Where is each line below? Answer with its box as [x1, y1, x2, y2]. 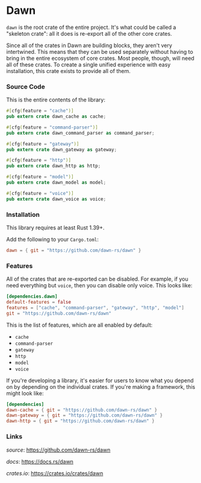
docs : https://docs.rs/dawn [6, 458, 74, 465]
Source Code [6, 82, 45, 91]
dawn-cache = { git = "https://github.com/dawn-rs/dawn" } [6, 407, 158, 413]
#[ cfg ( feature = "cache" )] [6, 108, 74, 114]
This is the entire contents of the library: [6, 96, 105, 103]
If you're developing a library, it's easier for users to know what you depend [6, 377, 194, 384]
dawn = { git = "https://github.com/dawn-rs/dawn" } [6, 248, 141, 254]
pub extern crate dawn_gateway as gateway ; [6, 146, 117, 153]
